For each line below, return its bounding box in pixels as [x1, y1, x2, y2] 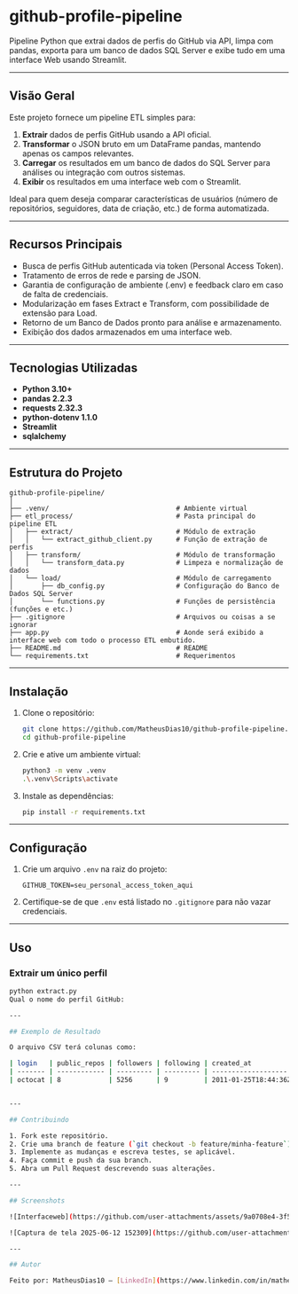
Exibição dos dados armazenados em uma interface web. [21, 326, 232, 337]
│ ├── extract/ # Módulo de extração [9, 528, 255, 537]
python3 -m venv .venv [21, 765, 106, 775]
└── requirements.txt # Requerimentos [9, 652, 237, 661]
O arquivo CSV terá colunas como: [9, 1043, 137, 1052]
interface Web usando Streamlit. [9, 54, 127, 65]
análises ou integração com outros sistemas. [21, 167, 186, 177]
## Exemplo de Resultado [9, 1027, 101, 1036]
